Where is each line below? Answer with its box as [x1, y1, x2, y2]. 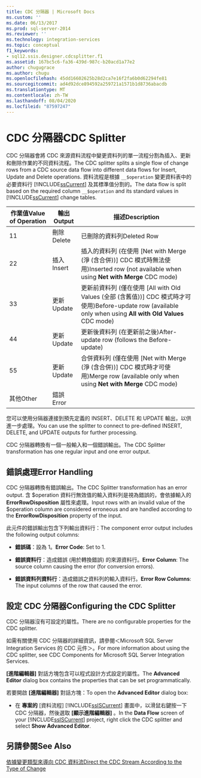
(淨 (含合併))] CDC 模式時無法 [81, 256, 165, 264]
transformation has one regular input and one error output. [6, 448, 151, 455]
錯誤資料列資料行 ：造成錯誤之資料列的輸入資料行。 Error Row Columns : [14, 576, 191, 583]
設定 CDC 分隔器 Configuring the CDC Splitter [6, 601, 176, 611]
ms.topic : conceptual [6, 43, 60, 49]
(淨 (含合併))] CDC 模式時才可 [81, 363, 165, 371]
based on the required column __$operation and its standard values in [6, 187, 179, 195]
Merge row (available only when [89, 372, 179, 380]
